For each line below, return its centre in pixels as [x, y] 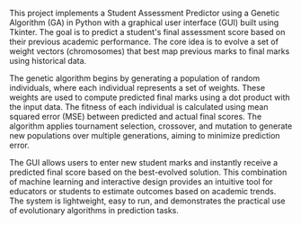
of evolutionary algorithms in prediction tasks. [94, 210]
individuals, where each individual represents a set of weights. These [137, 88]
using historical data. [48, 61]
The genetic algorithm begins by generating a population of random [135, 78]
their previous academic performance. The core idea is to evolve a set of [144, 41]
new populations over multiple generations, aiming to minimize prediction [145, 135]
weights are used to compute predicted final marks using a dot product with [150, 97]
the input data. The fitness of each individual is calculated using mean [139, 107]
